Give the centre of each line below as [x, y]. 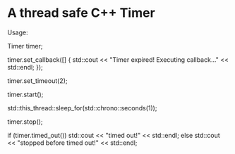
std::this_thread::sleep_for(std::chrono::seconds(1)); [82, 108]
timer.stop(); [25, 122]
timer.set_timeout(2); [37, 81]
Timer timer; [25, 46]
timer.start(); [25, 94]
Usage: [18, 32]
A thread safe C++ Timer [81, 13]
